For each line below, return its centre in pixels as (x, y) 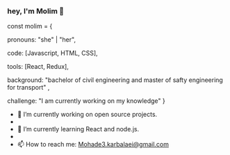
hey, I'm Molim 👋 (36, 11)
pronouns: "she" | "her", (42, 40)
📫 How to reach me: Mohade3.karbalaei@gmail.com (93, 145)
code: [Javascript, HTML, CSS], (53, 53)
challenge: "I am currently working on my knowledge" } (86, 101)
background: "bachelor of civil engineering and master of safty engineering (115, 80)
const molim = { (30, 26)
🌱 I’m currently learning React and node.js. (78, 129)
